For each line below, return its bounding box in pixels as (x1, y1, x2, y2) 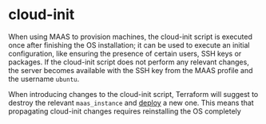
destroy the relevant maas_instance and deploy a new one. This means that (8, 98, 254, 107)
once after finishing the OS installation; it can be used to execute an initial (8, 40, 250, 49)
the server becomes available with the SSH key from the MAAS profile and (8, 65, 253, 75)
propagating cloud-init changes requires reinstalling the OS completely (8, 106, 241, 116)
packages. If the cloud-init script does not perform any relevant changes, (8, 57, 249, 67)
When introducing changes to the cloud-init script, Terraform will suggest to (8, 89, 259, 99)
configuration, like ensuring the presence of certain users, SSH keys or (8, 48, 242, 58)
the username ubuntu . (8, 74, 80, 83)
